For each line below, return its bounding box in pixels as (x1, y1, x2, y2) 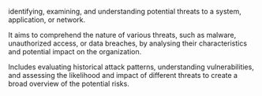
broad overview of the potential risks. (8, 79, 130, 88)
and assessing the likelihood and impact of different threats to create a (8, 71, 238, 79)
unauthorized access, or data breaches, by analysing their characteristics (8, 39, 247, 48)
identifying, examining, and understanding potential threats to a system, (8, 7, 242, 16)
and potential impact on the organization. (8, 47, 142, 56)
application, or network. (8, 15, 86, 24)
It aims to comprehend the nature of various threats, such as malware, (8, 31, 237, 39)
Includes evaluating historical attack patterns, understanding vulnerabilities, (8, 62, 254, 72)
